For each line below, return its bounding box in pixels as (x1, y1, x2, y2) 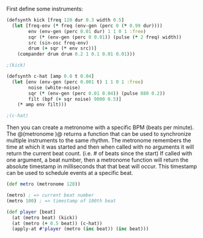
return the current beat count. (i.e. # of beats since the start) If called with (6, 150, 193, 157)
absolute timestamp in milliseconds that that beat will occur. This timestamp (6, 163, 197, 170)
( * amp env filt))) (17, 102, 67, 108)
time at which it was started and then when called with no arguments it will (6, 143, 194, 151)
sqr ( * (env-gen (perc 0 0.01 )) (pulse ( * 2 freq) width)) (28, 34, 182, 40)
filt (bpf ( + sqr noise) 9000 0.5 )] (28, 96, 122, 102)
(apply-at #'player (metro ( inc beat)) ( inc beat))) (12, 226, 149, 232)
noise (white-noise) (28, 84, 81, 91)
